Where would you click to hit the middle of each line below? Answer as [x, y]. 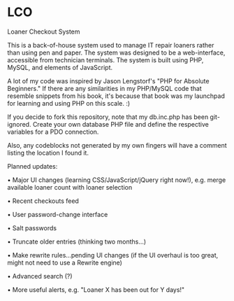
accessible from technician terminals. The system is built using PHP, [105, 59]
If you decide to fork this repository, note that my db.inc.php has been [108, 117]
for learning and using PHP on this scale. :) [69, 103]
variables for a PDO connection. [53, 132]
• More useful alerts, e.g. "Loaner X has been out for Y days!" [96, 289]
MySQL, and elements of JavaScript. [60, 67]
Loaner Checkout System [44, 31]
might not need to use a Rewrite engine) [65, 262]
